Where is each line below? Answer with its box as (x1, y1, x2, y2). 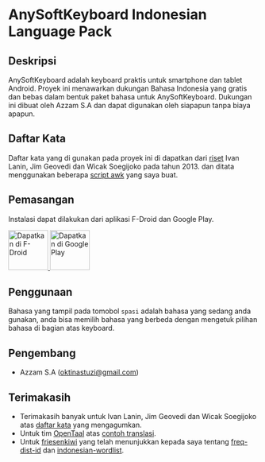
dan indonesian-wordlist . (42, 445, 125, 455)
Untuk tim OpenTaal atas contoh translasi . (19, 429, 156, 438)
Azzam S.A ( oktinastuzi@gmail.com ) (19, 367, 139, 377)
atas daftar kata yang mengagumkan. (19, 420, 142, 430)
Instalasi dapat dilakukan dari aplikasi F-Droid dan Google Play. (8, 214, 214, 223)
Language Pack (8, 22, 113, 41)
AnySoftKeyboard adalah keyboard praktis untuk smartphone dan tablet (8, 76, 243, 84)
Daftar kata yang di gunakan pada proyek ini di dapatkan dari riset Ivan (8, 153, 240, 162)
